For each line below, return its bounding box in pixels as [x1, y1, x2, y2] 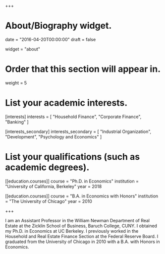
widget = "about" [5, 46, 41, 52]
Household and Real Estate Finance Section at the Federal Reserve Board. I [5, 233, 159, 239]
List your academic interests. [5, 97, 128, 109]
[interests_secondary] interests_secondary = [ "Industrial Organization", [5, 128, 152, 134]
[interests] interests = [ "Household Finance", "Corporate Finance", [5, 114, 142, 120]
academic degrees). [5, 162, 90, 173]
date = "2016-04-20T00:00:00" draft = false [5, 36, 96, 42]
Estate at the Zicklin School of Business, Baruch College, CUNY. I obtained [5, 223, 158, 229]
